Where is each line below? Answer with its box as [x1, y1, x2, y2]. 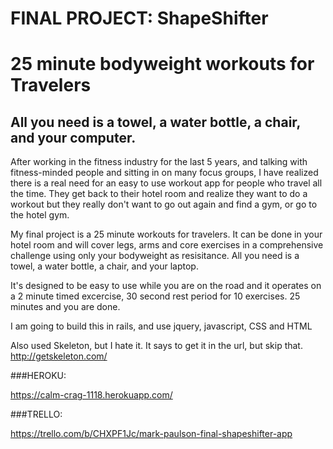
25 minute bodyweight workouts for [10, 53, 315, 76]
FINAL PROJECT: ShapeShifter [10, 7, 269, 30]
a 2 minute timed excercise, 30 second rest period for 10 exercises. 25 [10, 290, 301, 302]
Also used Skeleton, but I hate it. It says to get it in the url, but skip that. [10, 340, 303, 352]
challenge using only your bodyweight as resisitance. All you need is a [10, 250, 300, 262]
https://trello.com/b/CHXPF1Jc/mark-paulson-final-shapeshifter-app [10, 428, 293, 440]
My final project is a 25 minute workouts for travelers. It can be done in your [10, 228, 323, 241]
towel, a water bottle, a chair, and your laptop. [10, 260, 199, 272]
